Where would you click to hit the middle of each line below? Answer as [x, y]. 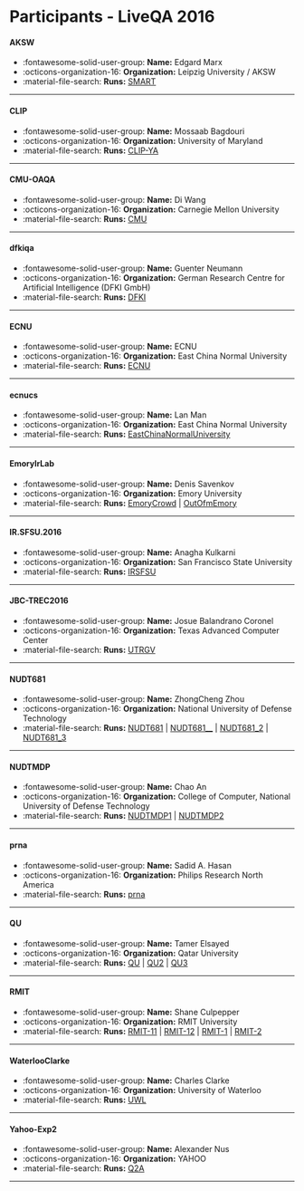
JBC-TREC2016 [39, 600]
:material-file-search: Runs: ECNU [86, 366]
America [38, 884]
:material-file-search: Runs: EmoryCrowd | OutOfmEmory [129, 503]
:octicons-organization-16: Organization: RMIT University [130, 1022]
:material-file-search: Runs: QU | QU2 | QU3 [105, 963]
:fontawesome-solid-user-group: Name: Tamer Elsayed [126, 943]
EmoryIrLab [32, 463]
